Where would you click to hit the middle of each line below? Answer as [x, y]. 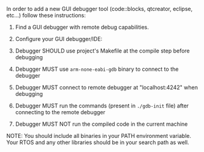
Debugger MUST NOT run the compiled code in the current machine [101, 124]
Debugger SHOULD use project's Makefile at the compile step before [102, 51]
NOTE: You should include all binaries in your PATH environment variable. [99, 136]
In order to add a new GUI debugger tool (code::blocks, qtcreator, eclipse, [100, 9]
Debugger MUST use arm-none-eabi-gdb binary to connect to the [97, 69]
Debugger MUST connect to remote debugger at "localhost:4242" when [106, 87]
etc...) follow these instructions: [46, 15]
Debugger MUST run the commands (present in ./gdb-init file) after [102, 106]
